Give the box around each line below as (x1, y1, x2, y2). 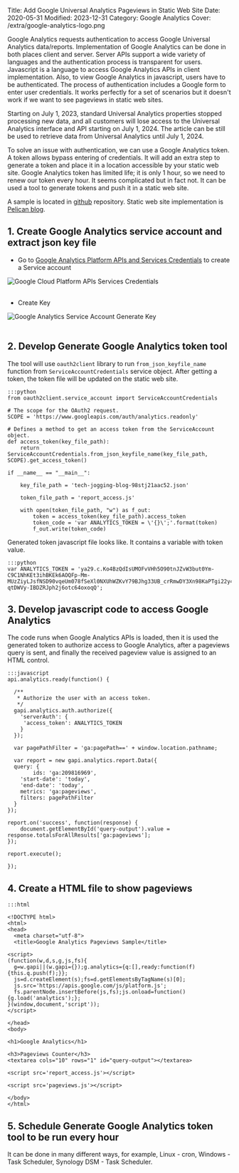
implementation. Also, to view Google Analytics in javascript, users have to (7, 73, 226, 81)
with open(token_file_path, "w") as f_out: (20, 506, 152, 513)
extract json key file (7, 236, 97, 249)
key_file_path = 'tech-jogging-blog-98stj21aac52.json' (20, 481, 190, 489)
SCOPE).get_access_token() (7, 457, 87, 464)
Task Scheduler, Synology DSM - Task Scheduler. (7, 1157, 153, 1167)
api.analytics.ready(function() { (7, 676, 110, 683)
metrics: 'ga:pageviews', (20, 788, 97, 796)
